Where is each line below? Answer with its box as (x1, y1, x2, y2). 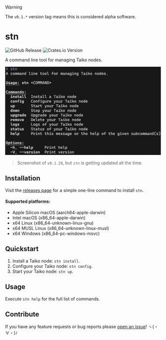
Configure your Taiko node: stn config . (12, 263, 93, 269)
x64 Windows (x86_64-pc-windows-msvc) (12, 230, 100, 236)
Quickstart (5, 245, 39, 253)
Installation (5, 174, 41, 183)
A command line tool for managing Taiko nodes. (5, 57, 103, 63)
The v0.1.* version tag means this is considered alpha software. (5, 14, 136, 19)
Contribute (5, 310, 40, 318)
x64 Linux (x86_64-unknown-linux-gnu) (12, 220, 94, 226)
